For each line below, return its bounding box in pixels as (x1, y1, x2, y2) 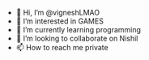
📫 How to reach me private (15, 43, 109, 52)
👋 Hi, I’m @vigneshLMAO (15, 8, 100, 17)
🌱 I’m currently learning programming (15, 25, 142, 34)
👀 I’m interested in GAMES (15, 16, 104, 26)
